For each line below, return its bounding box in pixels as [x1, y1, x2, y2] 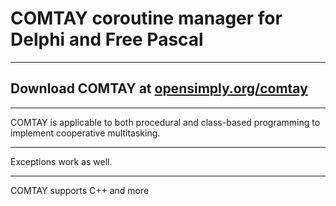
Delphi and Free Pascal [10, 28, 204, 51]
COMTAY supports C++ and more [10, 184, 150, 196]
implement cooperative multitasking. [10, 127, 161, 139]
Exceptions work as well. [10, 155, 113, 167]
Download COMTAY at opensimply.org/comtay [10, 80, 308, 97]
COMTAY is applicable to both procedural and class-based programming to [10, 116, 321, 128]
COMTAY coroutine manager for [10, 7, 283, 30]
